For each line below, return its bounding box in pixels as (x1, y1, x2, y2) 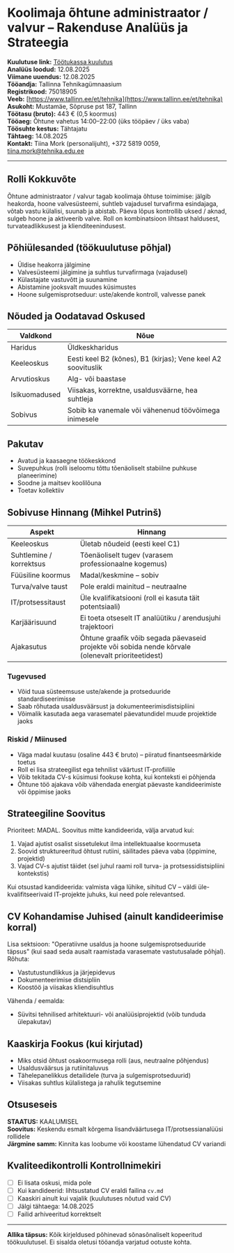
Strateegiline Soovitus (7, 808, 106, 820)
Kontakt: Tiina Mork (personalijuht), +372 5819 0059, (7, 139, 161, 147)
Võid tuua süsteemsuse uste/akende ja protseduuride (17, 688, 171, 696)
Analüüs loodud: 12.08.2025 (7, 65, 90, 73)
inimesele (67, 414, 99, 424)
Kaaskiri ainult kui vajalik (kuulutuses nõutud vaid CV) (17, 1194, 172, 1202)
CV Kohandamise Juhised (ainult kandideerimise (7, 910, 224, 922)
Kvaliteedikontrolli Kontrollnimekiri (7, 1160, 162, 1172)
